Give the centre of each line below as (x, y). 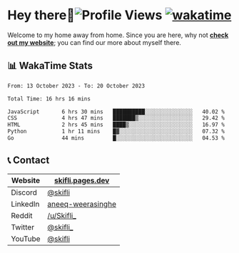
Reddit (22, 215)
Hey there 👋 (41, 15)
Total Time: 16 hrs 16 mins (49, 99)
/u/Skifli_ (62, 215)
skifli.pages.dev (82, 180)
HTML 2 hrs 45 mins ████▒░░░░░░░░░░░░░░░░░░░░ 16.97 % (116, 125)
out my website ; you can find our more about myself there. (95, 42)
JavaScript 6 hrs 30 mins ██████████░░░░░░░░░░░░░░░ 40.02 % (116, 112)
